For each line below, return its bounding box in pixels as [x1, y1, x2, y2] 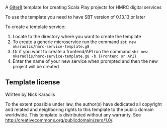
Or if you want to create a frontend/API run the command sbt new [12, 49, 148, 54]
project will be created [12, 64, 59, 69]
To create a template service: [5, 24, 66, 30]
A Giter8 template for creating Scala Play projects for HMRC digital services [5, 5, 162, 10]
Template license [5, 78, 60, 87]
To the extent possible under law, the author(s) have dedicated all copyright [5, 101, 162, 107]
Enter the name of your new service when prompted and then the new [12, 58, 158, 64]
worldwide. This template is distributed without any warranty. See [5, 111, 141, 117]
